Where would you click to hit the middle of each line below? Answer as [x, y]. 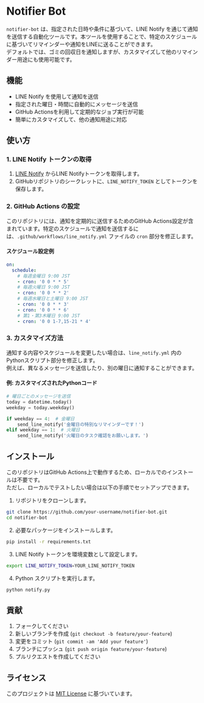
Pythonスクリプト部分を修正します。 [52, 360]
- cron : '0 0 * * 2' [43, 293]
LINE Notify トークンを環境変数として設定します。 [78, 554]
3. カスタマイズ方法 [35, 338]
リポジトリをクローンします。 [52, 500]
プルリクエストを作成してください [58, 657]
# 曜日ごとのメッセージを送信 [39, 396]
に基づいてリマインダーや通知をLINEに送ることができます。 [81, 44]
